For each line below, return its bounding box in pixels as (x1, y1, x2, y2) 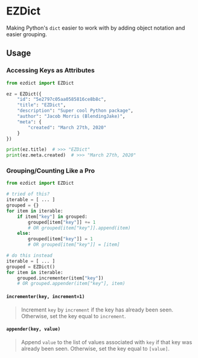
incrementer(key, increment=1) (6, 293, 85, 299)
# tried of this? (6, 191, 50, 197)
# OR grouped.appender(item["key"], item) (17, 281, 126, 287)
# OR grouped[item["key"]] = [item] (28, 241, 120, 248)
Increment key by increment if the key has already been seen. (21, 306, 174, 313)
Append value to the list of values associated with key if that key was (21, 338, 193, 345)
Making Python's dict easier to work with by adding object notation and (6, 24, 185, 31)
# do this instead (6, 252, 53, 259)
